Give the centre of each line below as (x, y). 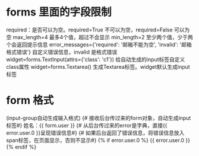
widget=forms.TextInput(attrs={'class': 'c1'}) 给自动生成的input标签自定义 (96, 59)
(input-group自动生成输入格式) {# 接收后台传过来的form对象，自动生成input (99, 118)
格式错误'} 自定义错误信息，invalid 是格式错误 (62, 52)
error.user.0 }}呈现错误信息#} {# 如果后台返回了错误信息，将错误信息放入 (95, 133)
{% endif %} (21, 147)
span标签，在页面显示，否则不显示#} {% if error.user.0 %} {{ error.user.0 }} (98, 140)
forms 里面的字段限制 (59, 12)
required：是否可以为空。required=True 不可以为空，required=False (90, 30)
